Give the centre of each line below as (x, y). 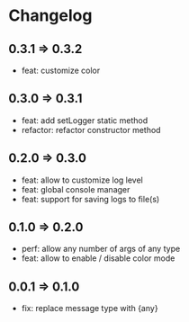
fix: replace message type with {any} (90, 309)
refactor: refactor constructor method (91, 130)
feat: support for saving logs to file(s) (90, 199)
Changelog (50, 16)
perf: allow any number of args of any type (101, 249)
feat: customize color (61, 70)
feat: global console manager (76, 189)
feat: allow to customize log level (82, 180)
